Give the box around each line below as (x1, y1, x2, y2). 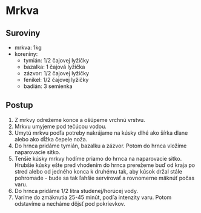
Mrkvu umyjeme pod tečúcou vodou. (14, 123, 107, 130)
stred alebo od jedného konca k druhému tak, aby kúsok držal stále (14, 167, 183, 175)
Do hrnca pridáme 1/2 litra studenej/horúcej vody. (14, 187, 139, 194)
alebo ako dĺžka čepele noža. (14, 135, 88, 143)
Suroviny (5, 28, 41, 38)
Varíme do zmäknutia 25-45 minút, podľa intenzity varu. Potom (14, 194, 172, 201)
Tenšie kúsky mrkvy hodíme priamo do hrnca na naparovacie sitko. (14, 155, 182, 162)
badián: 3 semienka (23, 83, 73, 90)
